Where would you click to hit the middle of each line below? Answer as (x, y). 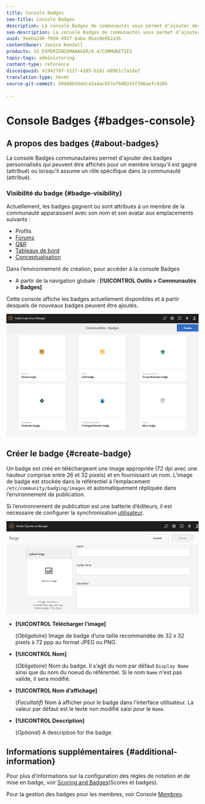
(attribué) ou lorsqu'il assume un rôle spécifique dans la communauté (94, 171)
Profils (23, 231)
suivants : (18, 219)
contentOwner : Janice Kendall (45, 45)
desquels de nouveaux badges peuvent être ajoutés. (72, 305)
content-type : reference (38, 64)
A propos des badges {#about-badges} (83, 143)
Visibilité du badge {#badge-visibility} (64, 193)
